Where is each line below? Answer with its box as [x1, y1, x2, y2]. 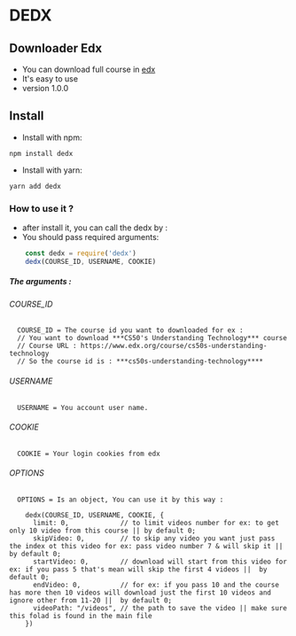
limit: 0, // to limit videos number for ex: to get [32, 519, 279, 528]
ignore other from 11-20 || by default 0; [9, 596, 173, 605]
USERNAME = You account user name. [17, 403, 149, 412]
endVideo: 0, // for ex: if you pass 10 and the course [32, 581, 279, 590]
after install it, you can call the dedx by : [21, 222, 168, 233]
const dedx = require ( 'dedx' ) [25, 249, 137, 258]
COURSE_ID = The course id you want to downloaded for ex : [17, 326, 244, 335]
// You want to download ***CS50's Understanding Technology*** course [17, 334, 288, 343]
